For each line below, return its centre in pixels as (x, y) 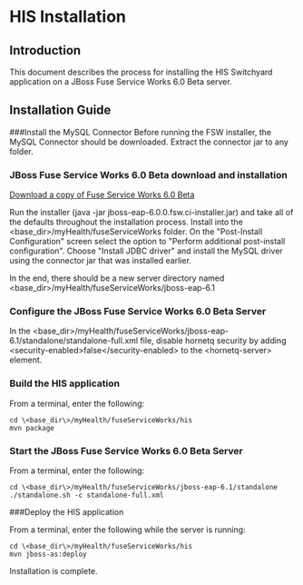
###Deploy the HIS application (67, 512)
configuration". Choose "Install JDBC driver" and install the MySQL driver (146, 251)
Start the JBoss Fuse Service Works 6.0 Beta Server (126, 451)
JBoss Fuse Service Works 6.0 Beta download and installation (148, 174)
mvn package (32, 428)
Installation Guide (60, 110)
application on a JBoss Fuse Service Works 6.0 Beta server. (121, 82)
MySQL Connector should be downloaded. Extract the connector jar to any (149, 142)
